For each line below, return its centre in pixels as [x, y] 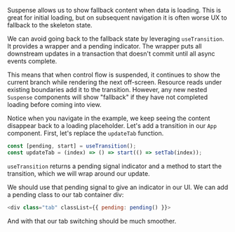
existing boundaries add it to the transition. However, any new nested [107, 90]
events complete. [32, 61]
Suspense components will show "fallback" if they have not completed [108, 97]
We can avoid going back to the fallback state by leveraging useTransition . [116, 39]
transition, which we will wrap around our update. [79, 173]
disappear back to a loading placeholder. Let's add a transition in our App [112, 125]
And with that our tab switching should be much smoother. [92, 221]
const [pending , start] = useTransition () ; [72, 146]
